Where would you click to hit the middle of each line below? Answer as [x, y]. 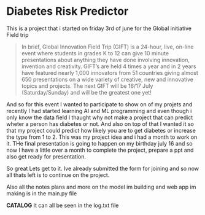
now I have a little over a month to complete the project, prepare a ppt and [100, 150]
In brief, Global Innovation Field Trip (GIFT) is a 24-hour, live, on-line [107, 47]
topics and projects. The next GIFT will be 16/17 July [87, 86]
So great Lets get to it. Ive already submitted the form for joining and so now [103, 168]
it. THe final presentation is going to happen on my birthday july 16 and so [99, 143]
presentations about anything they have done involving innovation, [106, 60]
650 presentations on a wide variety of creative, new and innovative [107, 79]
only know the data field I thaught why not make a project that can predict [100, 117]
